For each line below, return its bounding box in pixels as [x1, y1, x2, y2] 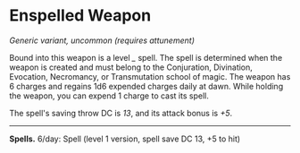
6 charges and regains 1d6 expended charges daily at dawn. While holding [9, 81, 284, 91]
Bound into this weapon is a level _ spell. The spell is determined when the [9, 52, 283, 63]
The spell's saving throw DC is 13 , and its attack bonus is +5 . [9, 107, 233, 118]
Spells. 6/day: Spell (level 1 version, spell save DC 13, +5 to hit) [9, 133, 241, 144]
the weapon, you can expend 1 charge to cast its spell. [9, 90, 210, 101]
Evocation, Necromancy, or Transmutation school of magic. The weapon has [9, 71, 291, 81]
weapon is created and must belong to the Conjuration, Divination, [9, 62, 253, 72]
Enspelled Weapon [9, 5, 152, 26]
